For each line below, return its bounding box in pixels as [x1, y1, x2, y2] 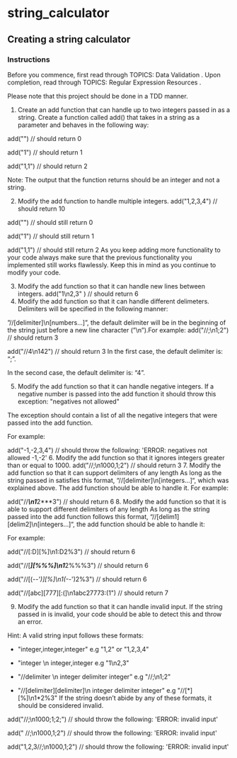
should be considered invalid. [17, 701, 104, 710]
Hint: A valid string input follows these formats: [7, 631, 144, 640]
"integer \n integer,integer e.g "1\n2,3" [17, 658, 129, 667]
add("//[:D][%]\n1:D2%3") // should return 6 [7, 547, 136, 556]
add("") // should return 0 [7, 134, 82, 143]
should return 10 [17, 204, 66, 213]
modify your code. [7, 268, 62, 277]
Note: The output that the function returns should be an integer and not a [7, 175, 221, 184]
